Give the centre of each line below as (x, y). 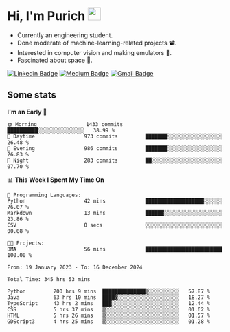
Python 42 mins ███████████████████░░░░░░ (115, 201)
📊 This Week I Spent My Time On (56, 180)
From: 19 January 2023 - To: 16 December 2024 (75, 267)
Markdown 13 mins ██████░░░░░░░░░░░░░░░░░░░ (115, 213)
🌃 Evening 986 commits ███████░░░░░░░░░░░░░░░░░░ (115, 148)
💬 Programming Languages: (44, 195)
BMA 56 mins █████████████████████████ (115, 249)
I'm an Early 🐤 (27, 112)
